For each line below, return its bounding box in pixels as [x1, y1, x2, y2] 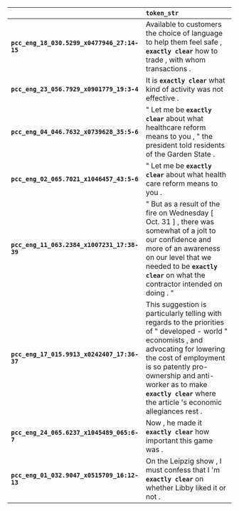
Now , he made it [145, 418, 203, 428]
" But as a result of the [145, 199, 221, 209]
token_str [145, 9, 179, 17]
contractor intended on [145, 279, 223, 289]
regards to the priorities [145, 317, 225, 327]
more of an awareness [145, 243, 221, 253]
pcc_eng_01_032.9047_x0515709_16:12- [11, 471, 139, 479]
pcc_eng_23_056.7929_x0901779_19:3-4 [11, 85, 139, 93]
